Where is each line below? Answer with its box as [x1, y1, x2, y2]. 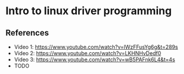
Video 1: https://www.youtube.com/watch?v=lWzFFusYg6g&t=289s [14, 43, 178, 50]
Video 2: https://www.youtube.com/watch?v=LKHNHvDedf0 [14, 50, 162, 57]
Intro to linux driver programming [5, 4, 172, 18]
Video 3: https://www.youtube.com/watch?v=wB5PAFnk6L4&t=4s [14, 56, 176, 63]
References [5, 28, 49, 38]
